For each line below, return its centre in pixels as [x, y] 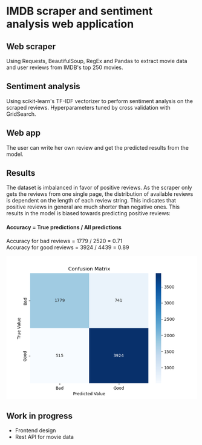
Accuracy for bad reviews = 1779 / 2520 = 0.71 [64, 241]
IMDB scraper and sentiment [80, 11]
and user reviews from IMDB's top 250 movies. [65, 67]
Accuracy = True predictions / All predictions [64, 227]
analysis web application [70, 24]
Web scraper [31, 46]
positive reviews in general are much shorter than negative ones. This [93, 207]
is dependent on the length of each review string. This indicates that [91, 201]
